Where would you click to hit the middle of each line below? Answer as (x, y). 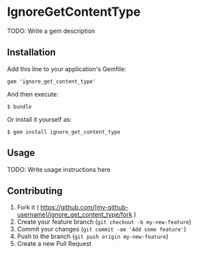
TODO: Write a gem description (51, 31)
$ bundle (19, 107)
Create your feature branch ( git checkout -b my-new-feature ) (104, 222)
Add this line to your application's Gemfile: (67, 68)
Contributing (35, 191)
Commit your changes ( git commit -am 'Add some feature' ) (101, 229)
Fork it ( (28, 207)
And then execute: (33, 94)
